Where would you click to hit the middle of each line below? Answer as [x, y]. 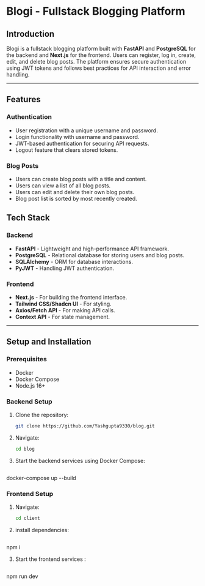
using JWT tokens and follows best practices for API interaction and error [99, 68]
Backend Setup [30, 401]
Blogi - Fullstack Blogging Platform [96, 11]
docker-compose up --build [41, 478]
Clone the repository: [42, 415]
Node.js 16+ [30, 385]
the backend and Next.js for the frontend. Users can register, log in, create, [101, 55]
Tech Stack [28, 218]
